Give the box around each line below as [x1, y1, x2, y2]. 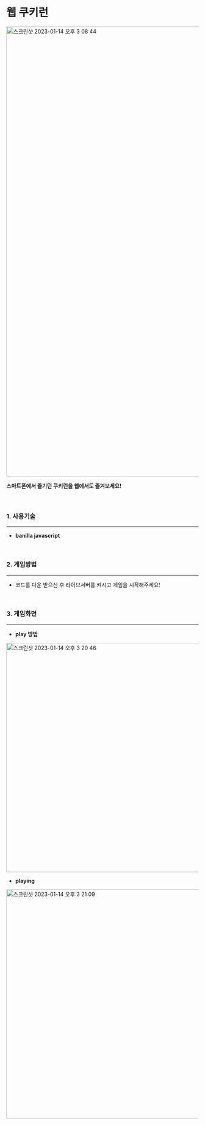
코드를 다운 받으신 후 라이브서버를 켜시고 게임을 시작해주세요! [15, 581, 160, 588]
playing [15, 877, 35, 884]
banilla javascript [15, 532, 60, 540]
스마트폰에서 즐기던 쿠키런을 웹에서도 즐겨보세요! [6, 482, 122, 489]
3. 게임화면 [6, 609, 37, 618]
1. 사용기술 [6, 511, 36, 520]
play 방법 [15, 630, 38, 637]
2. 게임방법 [6, 560, 37, 569]
